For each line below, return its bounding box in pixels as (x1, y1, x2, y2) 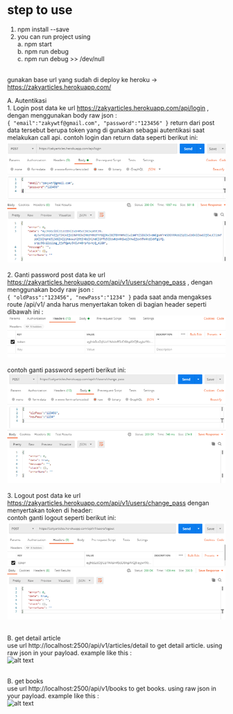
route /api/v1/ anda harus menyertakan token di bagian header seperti (7, 300, 207, 309)
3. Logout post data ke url (7, 492, 81, 500)
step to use (7, 2, 73, 18)
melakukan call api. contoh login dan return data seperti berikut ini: (7, 133, 198, 141)
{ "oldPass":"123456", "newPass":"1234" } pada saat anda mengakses (7, 293, 212, 301)
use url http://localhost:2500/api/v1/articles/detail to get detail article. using (7, 642, 223, 650)
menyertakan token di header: (7, 506, 93, 514)
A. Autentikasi (7, 96, 47, 104)
